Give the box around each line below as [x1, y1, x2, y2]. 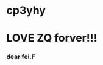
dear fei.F [6, 52, 35, 61]
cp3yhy [6, 4, 46, 17]
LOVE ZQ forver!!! [6, 31, 98, 45]
